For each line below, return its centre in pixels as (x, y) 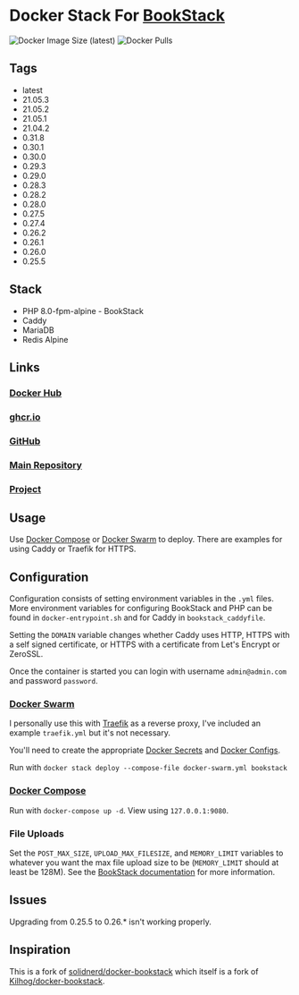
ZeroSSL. (26, 654)
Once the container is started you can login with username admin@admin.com (148, 671)
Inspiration (40, 950)
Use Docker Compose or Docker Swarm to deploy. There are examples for (146, 540)
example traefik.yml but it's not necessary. (90, 733)
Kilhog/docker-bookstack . (57, 981)
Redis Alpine (45, 339)
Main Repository (46, 464)
